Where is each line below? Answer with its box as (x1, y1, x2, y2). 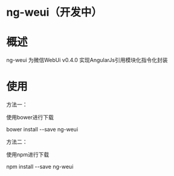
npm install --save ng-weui (6, 163, 74, 171)
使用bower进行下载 (6, 114, 54, 121)
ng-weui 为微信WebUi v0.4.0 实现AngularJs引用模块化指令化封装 (6, 57, 168, 64)
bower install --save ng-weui (6, 126, 79, 133)
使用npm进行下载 (6, 151, 50, 159)
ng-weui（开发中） (6, 5, 103, 19)
